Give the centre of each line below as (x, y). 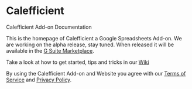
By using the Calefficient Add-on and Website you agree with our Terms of (96, 73)
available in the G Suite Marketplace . (50, 50)
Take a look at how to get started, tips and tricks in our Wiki (78, 62)
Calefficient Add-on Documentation (49, 27)
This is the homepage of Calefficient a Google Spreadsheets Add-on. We (94, 38)
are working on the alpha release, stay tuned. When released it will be (90, 44)
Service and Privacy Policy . (39, 80)
